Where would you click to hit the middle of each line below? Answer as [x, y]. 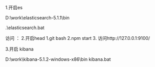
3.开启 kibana [20, 49]
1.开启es [14, 7]
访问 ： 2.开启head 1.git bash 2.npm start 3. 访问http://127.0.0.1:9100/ [78, 38]
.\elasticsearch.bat [25, 28]
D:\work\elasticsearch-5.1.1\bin [38, 18]
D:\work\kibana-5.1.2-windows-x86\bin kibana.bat [58, 59]
